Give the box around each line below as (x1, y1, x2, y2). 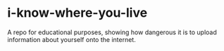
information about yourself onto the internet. (7, 35, 136, 43)
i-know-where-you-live (7, 5, 148, 21)
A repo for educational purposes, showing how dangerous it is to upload (7, 28, 217, 36)
